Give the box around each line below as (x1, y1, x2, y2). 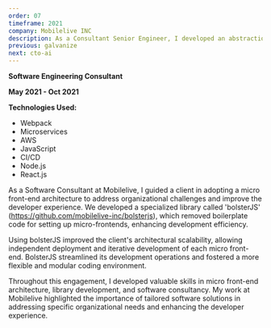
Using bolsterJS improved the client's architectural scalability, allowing (8, 235, 244, 244)
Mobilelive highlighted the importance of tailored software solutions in (8, 293, 240, 303)
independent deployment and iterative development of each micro (8, 243, 228, 253)
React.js (19, 170, 48, 179)
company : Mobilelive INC (8, 27, 92, 35)
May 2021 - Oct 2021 (8, 87, 79, 97)
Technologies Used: (8, 102, 77, 112)
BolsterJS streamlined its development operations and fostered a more (24, 252, 260, 262)
